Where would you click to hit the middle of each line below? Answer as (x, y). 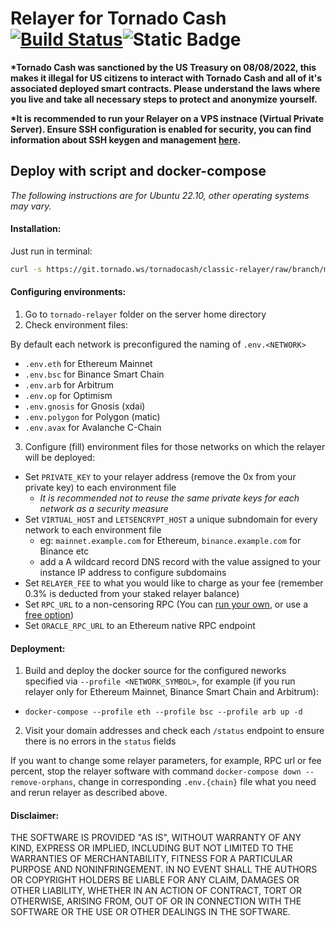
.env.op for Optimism (68, 396)
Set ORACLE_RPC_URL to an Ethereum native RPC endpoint (140, 626)
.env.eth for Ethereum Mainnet (88, 364)
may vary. (31, 206)
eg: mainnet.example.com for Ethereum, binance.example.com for (170, 541)
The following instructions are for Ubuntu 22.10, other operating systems (160, 195)
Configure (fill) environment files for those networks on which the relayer (175, 447)
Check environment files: (76, 325)
